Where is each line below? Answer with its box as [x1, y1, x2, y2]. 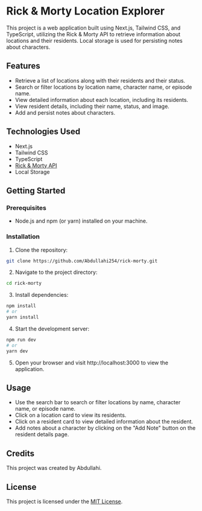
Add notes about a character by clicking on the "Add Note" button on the [14, 424, 196, 432]
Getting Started [6, 185, 66, 195]
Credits [6, 448, 35, 459]
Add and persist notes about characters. [14, 109, 116, 116]
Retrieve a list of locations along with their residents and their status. [14, 77, 186, 84]
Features [6, 61, 40, 71]
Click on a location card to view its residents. [14, 411, 127, 419]
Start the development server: [14, 325, 90, 332]
